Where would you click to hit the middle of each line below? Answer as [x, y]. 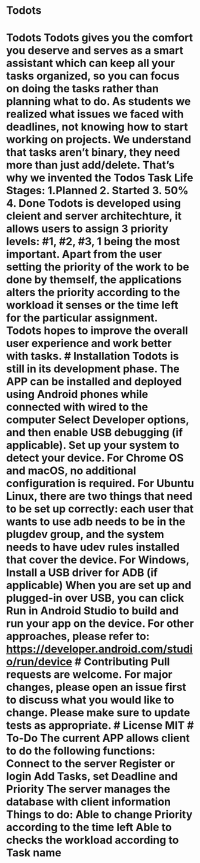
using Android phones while [77, 395]
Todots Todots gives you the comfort [100, 38]
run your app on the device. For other [100, 624]
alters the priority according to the [93, 293]
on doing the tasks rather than [83, 89]
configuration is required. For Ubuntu [100, 484]
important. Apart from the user [84, 254]
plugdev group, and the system [85, 535]
